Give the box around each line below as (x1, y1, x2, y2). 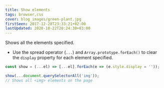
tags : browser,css (5, 12, 43, 17)
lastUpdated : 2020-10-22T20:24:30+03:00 (5, 26, 91, 31)
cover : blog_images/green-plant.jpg (5, 16, 81, 21)
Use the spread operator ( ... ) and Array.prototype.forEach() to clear (12, 49, 157, 55)
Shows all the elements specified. (5, 39, 74, 45)
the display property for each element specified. (12, 54, 113, 60)
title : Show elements (5, 7, 50, 12)
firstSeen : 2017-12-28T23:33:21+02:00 (5, 21, 86, 26)
